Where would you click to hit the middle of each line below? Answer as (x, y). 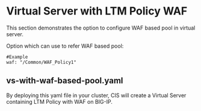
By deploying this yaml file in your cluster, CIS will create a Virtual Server (96, 95)
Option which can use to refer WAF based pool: (65, 46)
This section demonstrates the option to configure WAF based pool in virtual (101, 28)
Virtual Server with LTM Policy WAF (97, 11)
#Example (17, 57)
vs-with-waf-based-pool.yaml (65, 81)
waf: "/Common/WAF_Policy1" (42, 62)
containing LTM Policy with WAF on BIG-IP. (59, 101)
